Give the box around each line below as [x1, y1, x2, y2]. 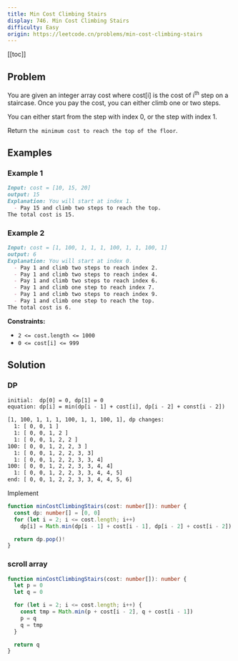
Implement [7, 489, 39, 497]
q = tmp [20, 621, 43, 629]
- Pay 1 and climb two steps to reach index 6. [14, 277, 159, 284]
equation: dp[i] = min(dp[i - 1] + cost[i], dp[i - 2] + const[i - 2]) [7, 403, 225, 411]
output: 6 [7, 251, 37, 258]
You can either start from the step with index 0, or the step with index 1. [7, 112, 218, 121]
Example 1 [7, 169, 44, 179]
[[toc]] [7, 50, 26, 59]
